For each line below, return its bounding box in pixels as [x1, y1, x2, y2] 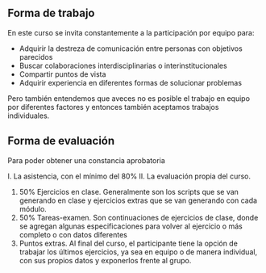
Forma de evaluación [7, 134, 115, 148]
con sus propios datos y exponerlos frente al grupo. [19, 255, 192, 265]
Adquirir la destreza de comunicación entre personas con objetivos [19, 44, 243, 53]
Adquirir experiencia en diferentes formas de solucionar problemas [19, 78, 243, 87]
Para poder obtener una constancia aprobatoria [7, 155, 166, 165]
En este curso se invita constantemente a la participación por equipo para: [7, 27, 255, 37]
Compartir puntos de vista [19, 69, 106, 79]
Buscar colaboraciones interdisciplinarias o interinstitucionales [19, 61, 227, 70]
